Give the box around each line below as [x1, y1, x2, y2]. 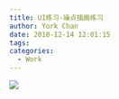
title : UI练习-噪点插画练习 [9, 13, 104, 22]
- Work [17, 55, 42, 64]
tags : [9, 38, 30, 48]
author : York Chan [9, 22, 78, 31]
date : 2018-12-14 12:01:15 [9, 30, 111, 39]
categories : [9, 47, 54, 56]
